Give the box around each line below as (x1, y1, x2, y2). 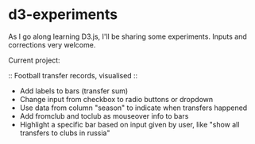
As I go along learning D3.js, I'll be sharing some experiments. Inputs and (8, 32, 248, 41)
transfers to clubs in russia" (19, 128, 110, 138)
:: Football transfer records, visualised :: (8, 70, 138, 80)
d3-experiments (8, 6, 118, 24)
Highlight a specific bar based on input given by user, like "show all (19, 119, 240, 129)
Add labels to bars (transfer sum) (19, 85, 129, 96)
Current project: (8, 55, 61, 65)
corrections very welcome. (8, 40, 96, 49)
